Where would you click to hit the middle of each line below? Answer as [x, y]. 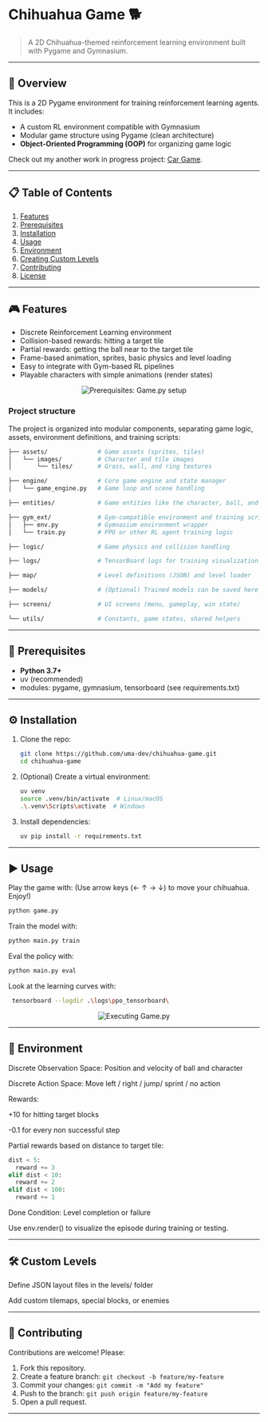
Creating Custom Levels [59, 258]
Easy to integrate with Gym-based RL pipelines [97, 366]
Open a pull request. [53, 1402]
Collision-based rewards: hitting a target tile [92, 341]
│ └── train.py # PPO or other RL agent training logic [121, 532]
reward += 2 [35, 1182]
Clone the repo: [45, 739]
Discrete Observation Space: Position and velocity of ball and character [126, 1068]
